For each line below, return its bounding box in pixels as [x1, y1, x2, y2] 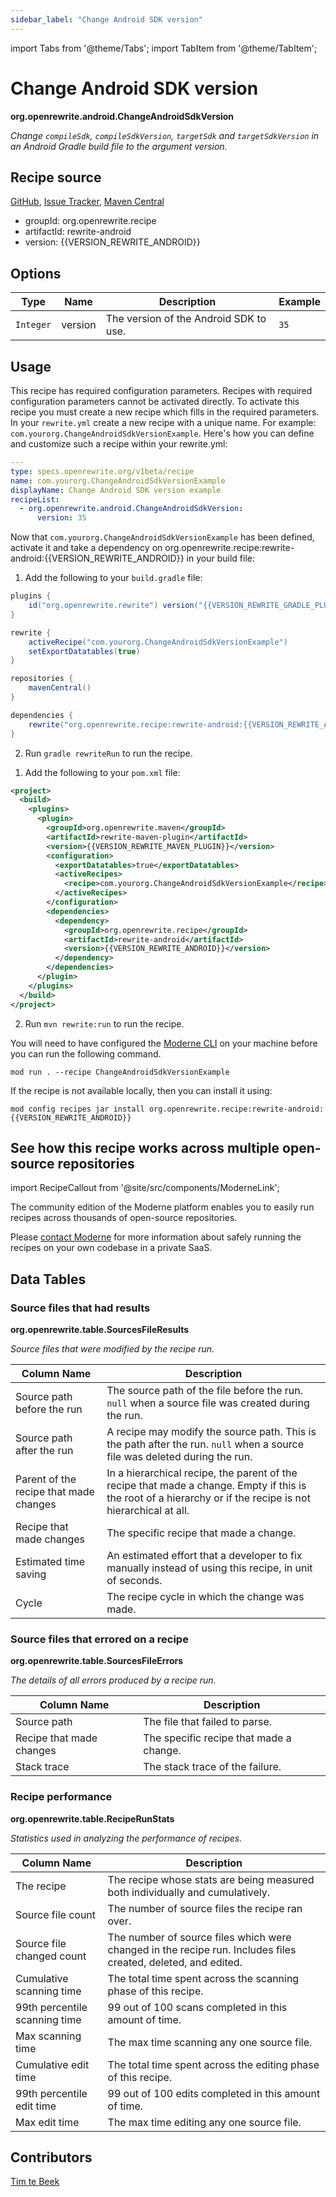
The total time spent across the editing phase [107, 2057, 320, 2071]
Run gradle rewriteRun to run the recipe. [24, 747, 193, 759]
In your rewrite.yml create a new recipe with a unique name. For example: [10, 417, 317, 428]
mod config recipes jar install [10, 1104, 145, 1114]
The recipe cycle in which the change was [106, 1590, 305, 1603]
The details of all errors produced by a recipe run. [10, 1674, 217, 1686]
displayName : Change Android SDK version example [10, 485, 222, 495]
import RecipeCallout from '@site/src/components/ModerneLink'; [10, 1182, 280, 1194]
